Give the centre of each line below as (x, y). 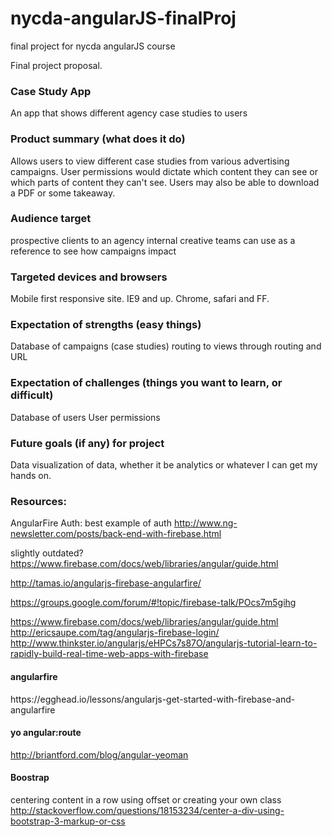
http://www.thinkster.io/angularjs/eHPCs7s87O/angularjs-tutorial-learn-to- (164, 643)
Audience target (51, 219)
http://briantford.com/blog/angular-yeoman (99, 754)
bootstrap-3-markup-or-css (68, 821)
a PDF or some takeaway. (63, 193)
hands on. (31, 476)
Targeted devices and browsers (89, 277)
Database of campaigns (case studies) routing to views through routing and (166, 346)
